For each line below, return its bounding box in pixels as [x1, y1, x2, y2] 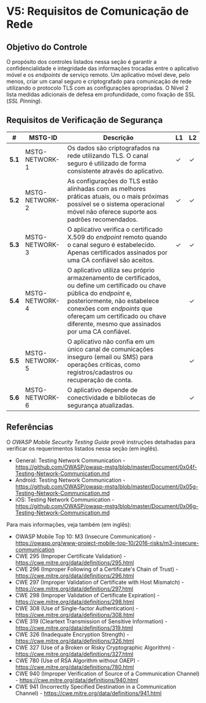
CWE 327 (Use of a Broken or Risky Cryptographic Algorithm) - [15, 643, 175, 651]
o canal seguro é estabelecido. [67, 240, 156, 249]
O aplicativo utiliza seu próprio [67, 265, 155, 274]
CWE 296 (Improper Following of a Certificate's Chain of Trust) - [15, 565, 179, 573]
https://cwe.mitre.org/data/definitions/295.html [15, 559, 134, 566]
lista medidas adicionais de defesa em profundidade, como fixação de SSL [6, 91, 195, 98]
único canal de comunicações [67, 345, 154, 353]
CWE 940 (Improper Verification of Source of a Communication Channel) [15, 670, 200, 677]
